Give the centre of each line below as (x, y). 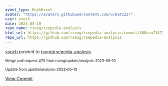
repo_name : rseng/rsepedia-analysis (43, 28)
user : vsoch (17, 19)
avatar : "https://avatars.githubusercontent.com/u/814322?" (69, 14)
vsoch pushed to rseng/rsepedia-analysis (48, 51)
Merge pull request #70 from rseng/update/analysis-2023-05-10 (60, 61)
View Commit (19, 79)
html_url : (15, 33)
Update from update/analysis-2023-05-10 (41, 69)
